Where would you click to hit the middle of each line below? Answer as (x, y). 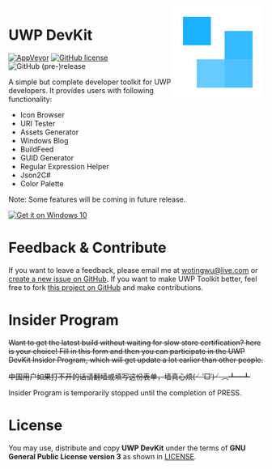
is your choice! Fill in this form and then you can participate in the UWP (127, 351)
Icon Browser (42, 114)
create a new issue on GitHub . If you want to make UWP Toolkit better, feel (133, 279)
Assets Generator (49, 132)
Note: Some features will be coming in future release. (97, 199)
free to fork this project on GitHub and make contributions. (106, 287)
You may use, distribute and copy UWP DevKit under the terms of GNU (127, 448)
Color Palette (42, 183)
